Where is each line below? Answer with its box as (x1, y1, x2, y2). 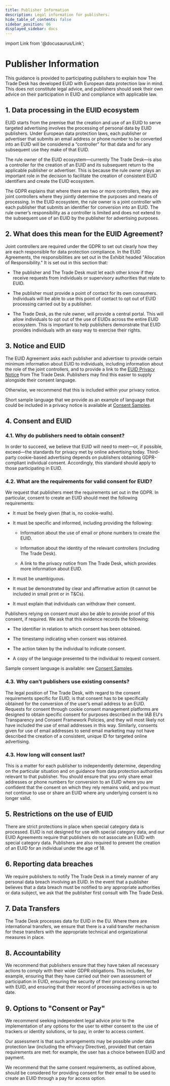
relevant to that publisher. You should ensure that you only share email (5, 773, 152, 779)
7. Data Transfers (5, 904, 60, 913)
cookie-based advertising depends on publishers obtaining (17, 454, 141, 461)
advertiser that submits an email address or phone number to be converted (5, 135, 162, 142)
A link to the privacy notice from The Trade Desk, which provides (20, 561, 156, 567)
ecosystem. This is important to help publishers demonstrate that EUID (12, 321, 161, 327)
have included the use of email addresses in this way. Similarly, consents (5, 722, 158, 728)
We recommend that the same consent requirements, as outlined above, (5, 1065, 156, 1071)
